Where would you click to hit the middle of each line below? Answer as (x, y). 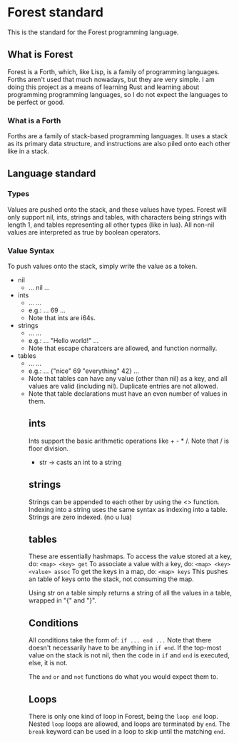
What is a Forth (34, 121)
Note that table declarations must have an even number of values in (128, 394)
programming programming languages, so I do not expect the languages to (118, 94)
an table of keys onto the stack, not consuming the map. (111, 579)
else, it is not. (48, 663)
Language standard (52, 174)
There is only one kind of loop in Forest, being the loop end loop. (123, 717)
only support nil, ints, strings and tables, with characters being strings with (117, 217)
